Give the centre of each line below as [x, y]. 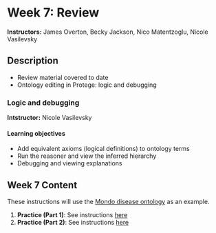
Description [33, 61]
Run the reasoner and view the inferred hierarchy [87, 156]
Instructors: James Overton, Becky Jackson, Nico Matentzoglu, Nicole [108, 32]
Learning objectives [36, 133]
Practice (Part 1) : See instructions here [72, 215]
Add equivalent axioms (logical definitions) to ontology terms [104, 149]
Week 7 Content [42, 185]
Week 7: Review [53, 13]
